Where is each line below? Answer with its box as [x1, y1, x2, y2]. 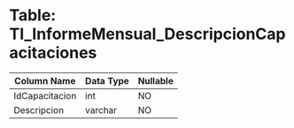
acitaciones [9, 43, 97, 63]
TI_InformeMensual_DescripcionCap [9, 24, 286, 44]
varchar [85, 103, 118, 116]
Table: [9, 5, 57, 26]
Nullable [137, 74, 174, 87]
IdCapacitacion [13, 89, 77, 102]
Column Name [14, 74, 76, 87]
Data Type [85, 74, 130, 87]
